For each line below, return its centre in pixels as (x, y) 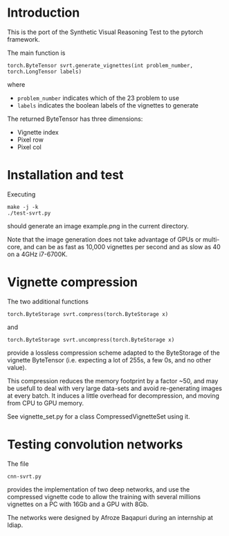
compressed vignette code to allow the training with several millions (104, 496)
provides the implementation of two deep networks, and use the (99, 489)
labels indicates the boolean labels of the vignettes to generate (108, 105)
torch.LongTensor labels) (44, 72)
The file (18, 464)
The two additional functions (48, 301)
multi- (211, 239)
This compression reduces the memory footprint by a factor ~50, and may (113, 380)
